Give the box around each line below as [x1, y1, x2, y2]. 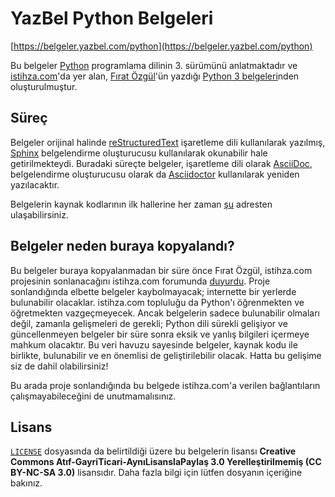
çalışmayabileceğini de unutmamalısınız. [10, 390, 177, 402]
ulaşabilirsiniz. [10, 208, 70, 221]
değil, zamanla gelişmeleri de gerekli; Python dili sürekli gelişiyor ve [10, 317, 288, 329]
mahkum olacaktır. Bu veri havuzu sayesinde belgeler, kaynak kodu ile [10, 338, 298, 351]
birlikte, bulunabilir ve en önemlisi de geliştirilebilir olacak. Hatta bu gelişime [10, 349, 322, 361]
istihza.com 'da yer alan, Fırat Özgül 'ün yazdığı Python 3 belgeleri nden [10, 70, 300, 82]
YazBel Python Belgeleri [10, 7, 214, 30]
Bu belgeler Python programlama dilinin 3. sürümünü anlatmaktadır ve [10, 59, 298, 71]
